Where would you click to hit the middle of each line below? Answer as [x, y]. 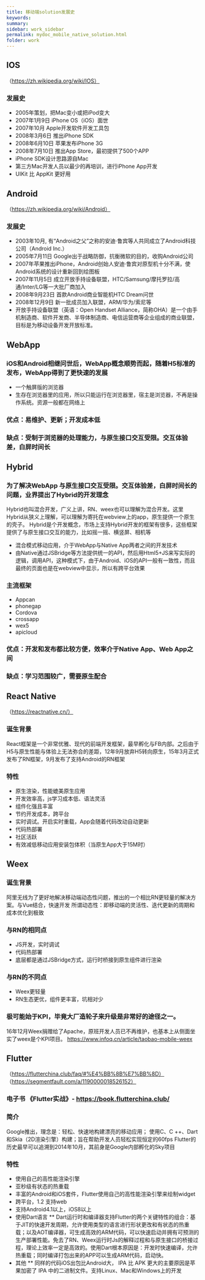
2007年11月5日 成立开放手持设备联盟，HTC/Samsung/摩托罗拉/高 [98, 279]
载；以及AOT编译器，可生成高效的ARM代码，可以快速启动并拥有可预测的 [107, 1232]
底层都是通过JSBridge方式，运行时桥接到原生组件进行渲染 [88, 960]
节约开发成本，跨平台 [42, 814]
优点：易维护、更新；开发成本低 [54, 420]
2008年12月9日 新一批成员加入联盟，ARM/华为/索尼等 [83, 302]
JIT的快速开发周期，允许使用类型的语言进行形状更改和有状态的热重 [105, 1224]
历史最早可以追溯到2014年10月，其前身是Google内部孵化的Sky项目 [91, 1146]
